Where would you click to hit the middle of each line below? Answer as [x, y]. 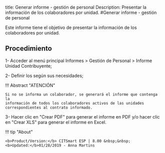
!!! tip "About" [19, 131]
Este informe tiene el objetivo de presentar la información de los [71, 27]
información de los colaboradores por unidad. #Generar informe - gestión [81, 12]
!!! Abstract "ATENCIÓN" [30, 85]
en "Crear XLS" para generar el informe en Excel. [56, 122]
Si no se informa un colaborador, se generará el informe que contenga [81, 94]
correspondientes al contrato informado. [49, 107]
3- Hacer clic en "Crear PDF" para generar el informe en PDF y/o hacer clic [82, 116]
